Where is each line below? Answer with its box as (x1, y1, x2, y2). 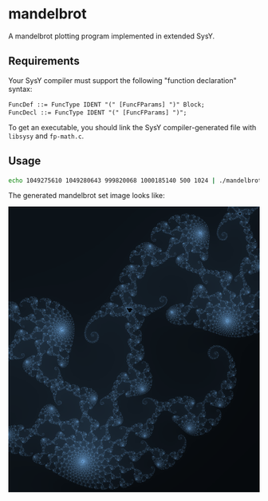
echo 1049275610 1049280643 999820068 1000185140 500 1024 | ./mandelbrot (8, 177, 262, 185)
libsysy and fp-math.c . (8, 131, 85, 141)
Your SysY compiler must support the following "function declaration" (8, 75, 237, 85)
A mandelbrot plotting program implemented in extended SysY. (8, 31, 215, 41)
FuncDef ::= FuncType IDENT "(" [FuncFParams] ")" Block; (8, 101, 205, 109)
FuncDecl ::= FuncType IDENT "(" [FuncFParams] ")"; (8, 109, 187, 117)
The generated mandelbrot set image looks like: (8, 191, 165, 201)
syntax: (8, 84, 33, 93)
